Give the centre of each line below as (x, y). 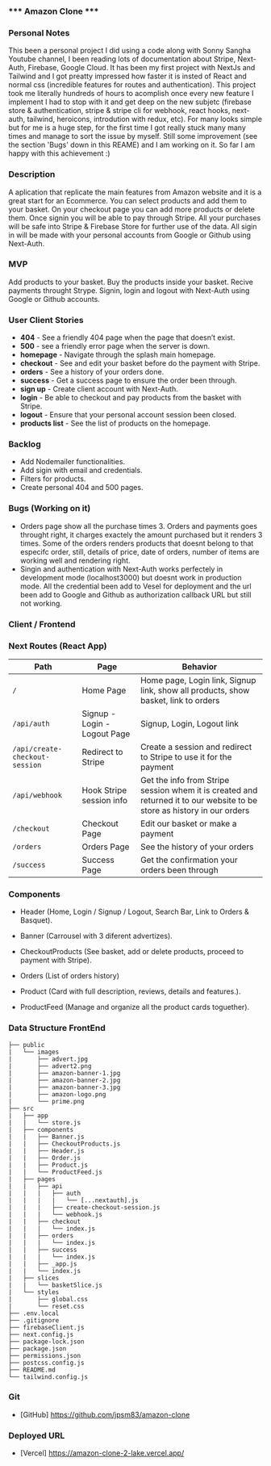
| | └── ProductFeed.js (56, 1172)
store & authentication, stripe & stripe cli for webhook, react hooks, (119, 111)
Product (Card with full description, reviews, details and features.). (130, 991)
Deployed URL (37, 1435)
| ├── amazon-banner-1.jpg (65, 1073)
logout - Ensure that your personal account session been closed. (128, 415)
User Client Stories (46, 320)
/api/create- (38, 749)
